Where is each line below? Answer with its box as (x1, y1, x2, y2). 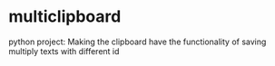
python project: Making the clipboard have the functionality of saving (8, 36, 267, 47)
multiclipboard (8, 6, 122, 27)
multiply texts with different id (8, 45, 120, 56)
